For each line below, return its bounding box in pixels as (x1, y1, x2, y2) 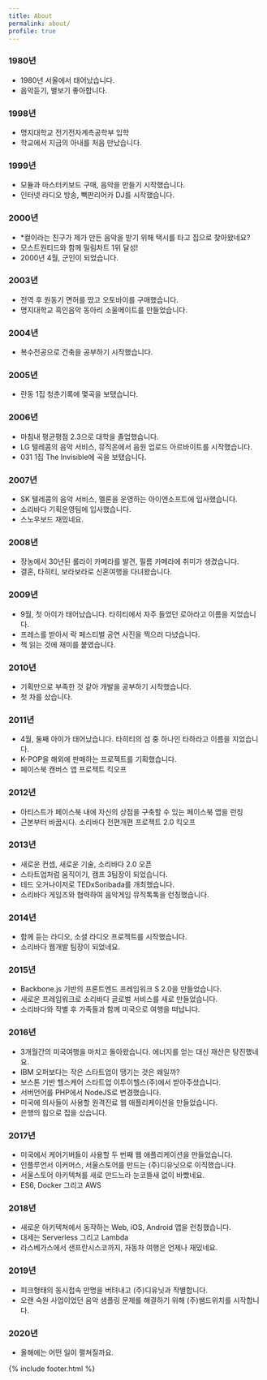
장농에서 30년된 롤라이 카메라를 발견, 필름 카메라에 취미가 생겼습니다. (19, 557, 239, 566)
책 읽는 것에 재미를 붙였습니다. (19, 639, 116, 649)
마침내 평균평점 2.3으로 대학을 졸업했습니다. (19, 432, 160, 441)
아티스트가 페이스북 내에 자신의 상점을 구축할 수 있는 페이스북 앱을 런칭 (19, 806, 243, 816)
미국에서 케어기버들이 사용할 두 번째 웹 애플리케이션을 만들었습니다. (19, 1150, 233, 1160)
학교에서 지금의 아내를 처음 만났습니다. (19, 137, 142, 147)
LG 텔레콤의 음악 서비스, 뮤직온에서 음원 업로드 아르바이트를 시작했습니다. (19, 441, 253, 451)
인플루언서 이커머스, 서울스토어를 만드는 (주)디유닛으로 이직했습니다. (19, 1160, 237, 1170)
